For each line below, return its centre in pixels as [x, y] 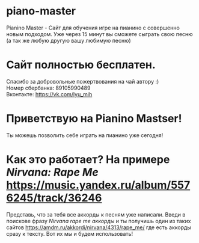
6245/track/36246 [54, 198]
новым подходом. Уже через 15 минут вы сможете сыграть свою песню [100, 34]
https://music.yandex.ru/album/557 [98, 185]
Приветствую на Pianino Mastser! [94, 119]
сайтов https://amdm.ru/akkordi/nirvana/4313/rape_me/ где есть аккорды [99, 227]
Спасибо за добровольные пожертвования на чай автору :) [83, 81]
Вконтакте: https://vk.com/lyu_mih [49, 94]
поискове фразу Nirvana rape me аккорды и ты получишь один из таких [99, 221]
